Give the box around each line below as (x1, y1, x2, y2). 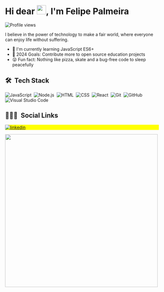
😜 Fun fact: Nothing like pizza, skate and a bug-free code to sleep (12, 56, 146, 62)
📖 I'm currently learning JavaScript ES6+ (12, 46, 94, 52)
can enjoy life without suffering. (5, 37, 69, 43)
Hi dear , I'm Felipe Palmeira (5, 6, 129, 17)
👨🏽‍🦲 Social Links (5, 112, 59, 120)
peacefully (12, 62, 34, 67)
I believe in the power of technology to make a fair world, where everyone (5, 31, 154, 37)
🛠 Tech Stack (5, 76, 50, 85)
